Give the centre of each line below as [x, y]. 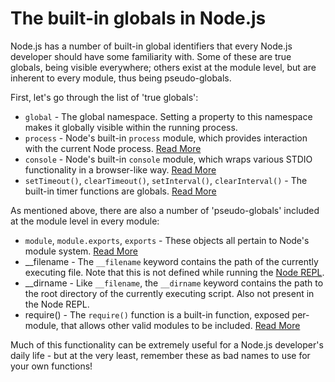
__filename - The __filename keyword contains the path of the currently [171, 261]
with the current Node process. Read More [113, 148]
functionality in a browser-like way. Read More [120, 169]
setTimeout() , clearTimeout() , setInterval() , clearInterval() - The [166, 180]
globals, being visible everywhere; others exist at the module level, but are [163, 67]
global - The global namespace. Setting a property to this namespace [168, 116]
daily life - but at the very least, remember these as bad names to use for [160, 355]
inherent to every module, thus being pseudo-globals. [121, 78]
